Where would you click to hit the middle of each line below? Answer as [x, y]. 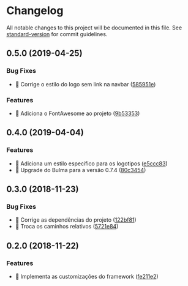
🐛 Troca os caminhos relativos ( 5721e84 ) [67, 227]
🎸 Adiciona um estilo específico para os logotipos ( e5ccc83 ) [91, 164]
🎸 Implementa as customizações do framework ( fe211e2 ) [87, 276]
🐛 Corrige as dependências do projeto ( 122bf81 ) [76, 220]
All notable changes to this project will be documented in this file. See [94, 28]
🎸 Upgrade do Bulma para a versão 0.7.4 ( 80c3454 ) [81, 170]
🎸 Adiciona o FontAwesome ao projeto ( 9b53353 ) [77, 113]
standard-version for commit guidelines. [57, 34]
